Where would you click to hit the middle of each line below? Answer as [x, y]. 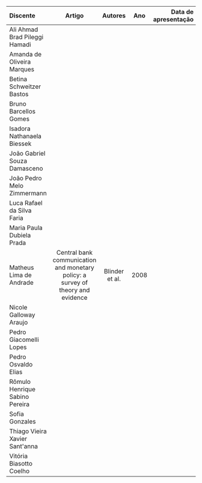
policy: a [75, 275]
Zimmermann [28, 193]
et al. [114, 279]
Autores [114, 16]
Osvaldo [21, 364]
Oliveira [20, 62]
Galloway [22, 315]
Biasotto [21, 463]
